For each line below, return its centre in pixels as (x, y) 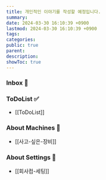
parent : (16, 51)
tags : (13, 34)
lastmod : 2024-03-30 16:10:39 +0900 (52, 28)
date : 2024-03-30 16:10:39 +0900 (48, 23)
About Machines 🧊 (33, 128)
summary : (17, 17)
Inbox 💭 (17, 83)
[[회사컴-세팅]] (32, 171)
